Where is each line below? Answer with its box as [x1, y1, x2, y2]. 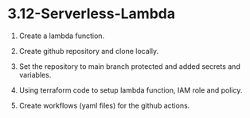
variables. [18, 70, 52, 79]
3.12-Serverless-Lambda [7, 5, 176, 23]
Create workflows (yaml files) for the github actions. [18, 101, 190, 110]
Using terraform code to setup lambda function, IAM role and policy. [18, 85, 243, 95]
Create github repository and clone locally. [18, 46, 159, 55]
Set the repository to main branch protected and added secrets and [18, 61, 240, 71]
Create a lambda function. [18, 31, 105, 40]
